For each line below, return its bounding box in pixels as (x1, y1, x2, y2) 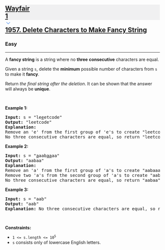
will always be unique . (5, 86, 51, 92)
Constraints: (5, 224, 31, 230)
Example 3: (5, 187, 28, 193)
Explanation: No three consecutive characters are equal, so (5, 206, 156, 211)
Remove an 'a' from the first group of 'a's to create (5, 167, 140, 173)
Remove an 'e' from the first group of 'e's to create (5, 129, 140, 135)
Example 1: (5, 105, 28, 111)
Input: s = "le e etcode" (5, 114, 62, 120)
